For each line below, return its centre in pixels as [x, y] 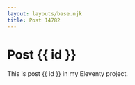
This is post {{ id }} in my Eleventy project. [68, 74]
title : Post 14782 [34, 20]
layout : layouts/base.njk [45, 14]
